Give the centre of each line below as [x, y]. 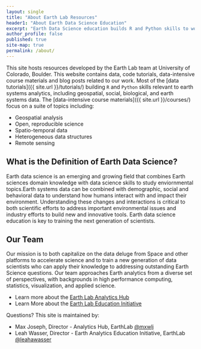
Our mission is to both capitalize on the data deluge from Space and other [97, 254]
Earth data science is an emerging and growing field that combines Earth [96, 176]
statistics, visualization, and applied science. [61, 286]
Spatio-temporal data [41, 130]
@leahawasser [33, 339]
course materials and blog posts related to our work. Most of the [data [93, 80]
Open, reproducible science [49, 124]
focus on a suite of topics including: [50, 106]
